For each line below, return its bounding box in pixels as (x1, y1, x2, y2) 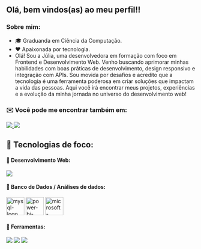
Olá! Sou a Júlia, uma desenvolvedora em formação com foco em (14, 52, 177, 59)
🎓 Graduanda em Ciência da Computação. (14, 37, 122, 44)
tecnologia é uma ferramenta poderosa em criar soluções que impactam (14, 78, 194, 85)
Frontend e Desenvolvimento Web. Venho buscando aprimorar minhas (14, 58, 189, 66)
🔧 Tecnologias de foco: (6, 140, 94, 150)
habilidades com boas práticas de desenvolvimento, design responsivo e (14, 64, 196, 72)
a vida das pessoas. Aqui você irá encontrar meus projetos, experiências (14, 84, 195, 91)
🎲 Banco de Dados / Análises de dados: (6, 183, 106, 191)
